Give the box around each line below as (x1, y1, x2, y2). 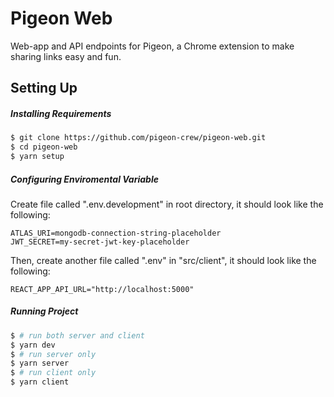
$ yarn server (10, 358, 70, 369)
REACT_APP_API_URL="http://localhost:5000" (10, 284, 195, 294)
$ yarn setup (10, 152, 65, 162)
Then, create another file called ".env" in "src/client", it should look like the (10, 254, 317, 266)
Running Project (10, 305, 79, 317)
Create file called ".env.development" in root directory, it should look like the (10, 198, 324, 210)
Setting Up (10, 80, 78, 97)
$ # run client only (10, 368, 97, 378)
